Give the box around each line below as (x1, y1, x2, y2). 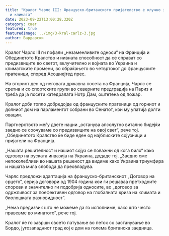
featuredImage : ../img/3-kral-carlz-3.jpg (5, 31, 96, 36)
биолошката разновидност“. (5, 195, 66, 201)
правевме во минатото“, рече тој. (5, 210, 77, 216)
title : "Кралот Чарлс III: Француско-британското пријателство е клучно (5, 7, 161, 13)
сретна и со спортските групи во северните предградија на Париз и (5, 86, 152, 92)
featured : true (5, 26, 37, 31)
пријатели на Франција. (5, 137, 56, 144)
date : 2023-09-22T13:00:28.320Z (5, 17, 73, 22)
